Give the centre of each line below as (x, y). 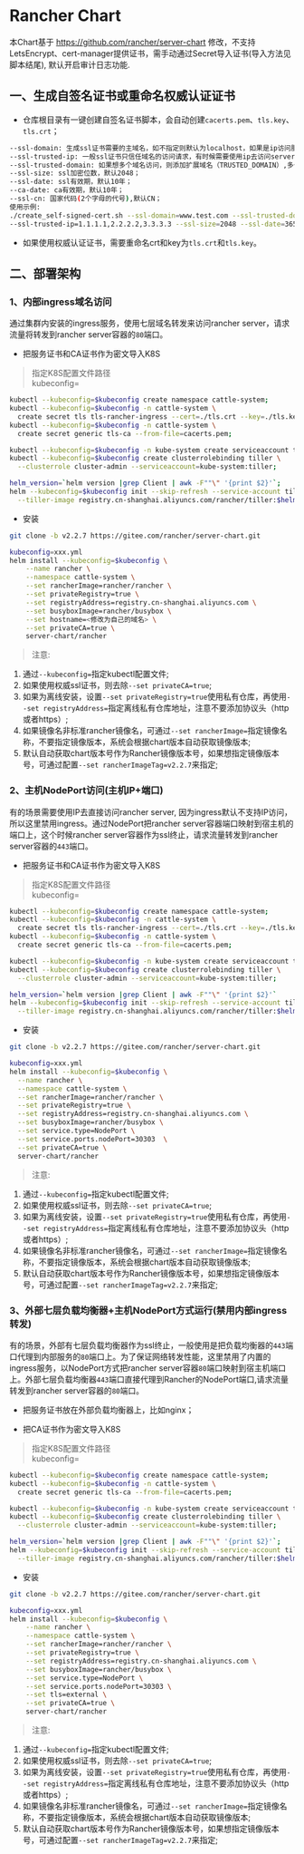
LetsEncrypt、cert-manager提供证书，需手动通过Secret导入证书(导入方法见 (150, 53)
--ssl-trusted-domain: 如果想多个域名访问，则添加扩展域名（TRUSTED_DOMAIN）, (148, 165)
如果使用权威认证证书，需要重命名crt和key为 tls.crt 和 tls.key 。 (142, 242)
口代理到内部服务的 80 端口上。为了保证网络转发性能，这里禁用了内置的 (140, 1356)
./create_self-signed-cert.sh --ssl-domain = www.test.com (119, 215)
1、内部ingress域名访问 (61, 302)
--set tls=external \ (66, 1695)
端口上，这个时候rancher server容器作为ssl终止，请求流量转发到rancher (144, 834)
